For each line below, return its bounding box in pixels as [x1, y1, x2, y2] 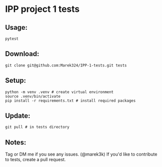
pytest [5, 36, 19, 41]
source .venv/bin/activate [5, 94, 61, 99]
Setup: [5, 76, 26, 85]
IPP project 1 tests [5, 3, 80, 15]
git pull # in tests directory [5, 125, 70, 130]
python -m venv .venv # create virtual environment [5, 89, 114, 95]
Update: [5, 111, 31, 120]
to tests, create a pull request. [5, 157, 66, 163]
